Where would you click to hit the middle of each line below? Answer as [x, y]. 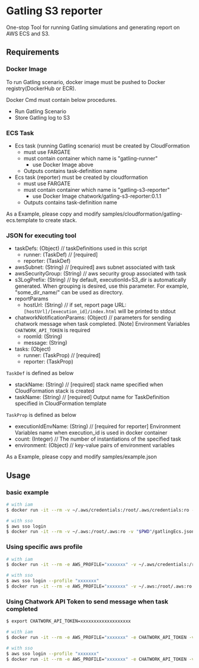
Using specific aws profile [44, 547]
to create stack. [58, 220]
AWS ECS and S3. [28, 33]
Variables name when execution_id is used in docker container [91, 433]
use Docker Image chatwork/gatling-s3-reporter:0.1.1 [97, 196]
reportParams [31, 299]
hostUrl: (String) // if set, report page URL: [75, 305]
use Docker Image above [63, 165]
